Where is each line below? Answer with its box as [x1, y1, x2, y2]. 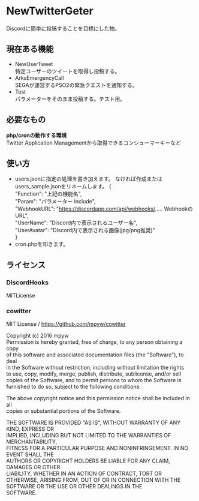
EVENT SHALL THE [6, 451, 54, 458]
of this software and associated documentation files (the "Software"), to [6, 351, 184, 358]
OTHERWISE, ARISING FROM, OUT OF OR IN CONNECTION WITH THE [6, 476, 181, 484]
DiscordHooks [6, 278, 49, 286]
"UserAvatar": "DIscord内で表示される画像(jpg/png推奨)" [14, 227, 156, 234]
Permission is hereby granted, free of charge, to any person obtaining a [6, 338, 183, 346]
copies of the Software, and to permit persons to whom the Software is [6, 377, 182, 384]
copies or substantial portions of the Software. [6, 407, 121, 415]
